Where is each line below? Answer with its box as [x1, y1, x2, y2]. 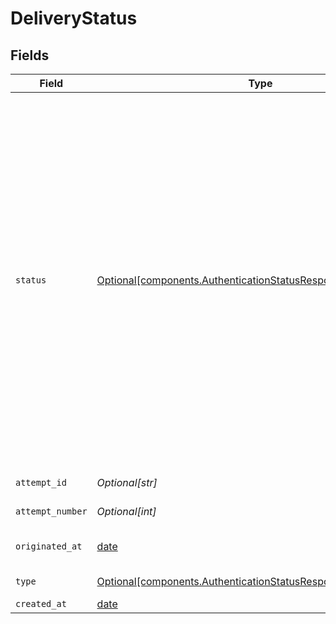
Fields [10, 47, 50, 64]
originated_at [15, 541, 83, 552]
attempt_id [15, 477, 67, 488]
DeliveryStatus [10, 7, 138, 30]
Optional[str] [96, 476, 158, 489]
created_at [15, 598, 67, 609]
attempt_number [15, 506, 88, 517]
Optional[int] [96, 505, 157, 518]
